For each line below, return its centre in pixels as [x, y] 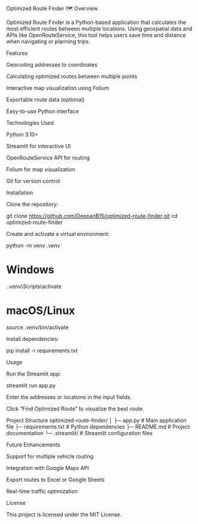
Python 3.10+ [22, 134]
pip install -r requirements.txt [42, 351]
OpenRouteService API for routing [48, 158]
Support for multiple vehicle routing [50, 456]
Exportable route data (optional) [45, 100]
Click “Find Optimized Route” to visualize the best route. [75, 408]
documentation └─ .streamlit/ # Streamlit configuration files [80, 433]
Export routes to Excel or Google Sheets [56, 480]
